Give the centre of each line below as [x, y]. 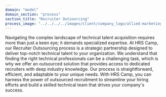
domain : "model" [22, 10]
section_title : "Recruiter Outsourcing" [47, 19]
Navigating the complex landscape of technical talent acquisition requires [80, 38]
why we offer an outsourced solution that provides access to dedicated [78, 64]
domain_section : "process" [33, 14]
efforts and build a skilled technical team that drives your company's [75, 85]
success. [14, 90]
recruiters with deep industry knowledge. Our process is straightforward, [79, 69]
